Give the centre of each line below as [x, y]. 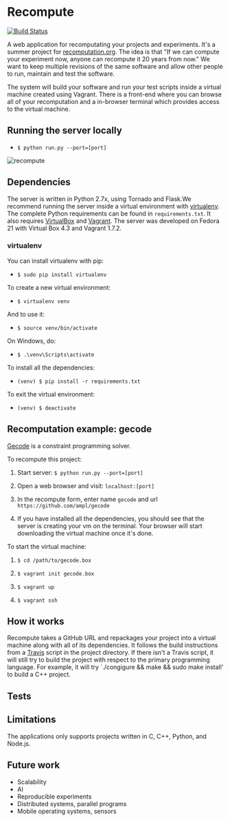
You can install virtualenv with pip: [56, 261]
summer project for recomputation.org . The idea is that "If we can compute [113, 52]
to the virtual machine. [39, 109]
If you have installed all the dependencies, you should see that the [111, 518]
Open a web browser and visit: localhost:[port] [85, 485]
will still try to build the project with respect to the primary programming [108, 660]
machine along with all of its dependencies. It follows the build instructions [113, 645]
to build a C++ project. [39, 675]
